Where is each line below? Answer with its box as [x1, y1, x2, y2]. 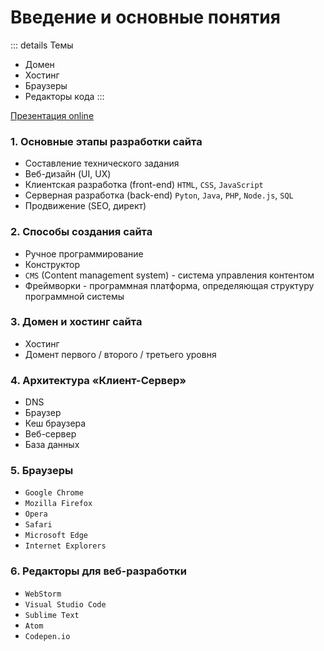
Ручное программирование [24, 247, 144, 260]
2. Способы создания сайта [10, 225, 153, 239]
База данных [24, 439, 80, 451]
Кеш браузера [24, 417, 87, 430]
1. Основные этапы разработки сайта [10, 134, 203, 148]
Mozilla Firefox [24, 499, 93, 509]
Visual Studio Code [24, 599, 107, 610]
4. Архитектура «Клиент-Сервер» [10, 373, 187, 387]
